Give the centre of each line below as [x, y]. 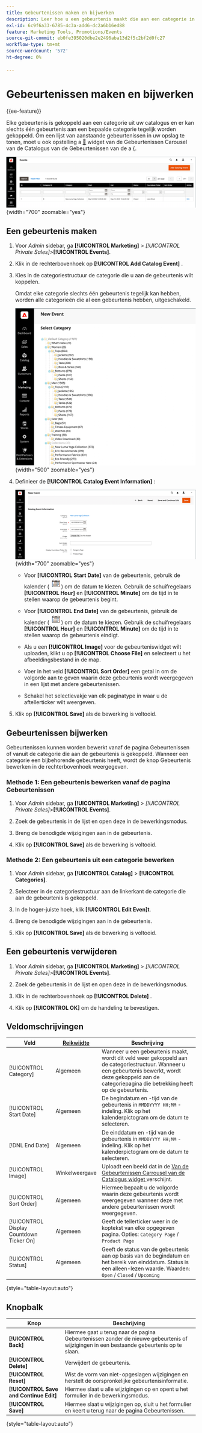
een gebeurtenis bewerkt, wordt [142, 1071]
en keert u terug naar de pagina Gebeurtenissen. [125, 1410]
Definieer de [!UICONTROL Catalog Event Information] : [85, 482]
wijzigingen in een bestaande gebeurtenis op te [123, 1345]
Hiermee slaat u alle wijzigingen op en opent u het [126, 1389]
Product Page [118, 1241]
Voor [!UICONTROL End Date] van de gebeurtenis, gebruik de [101, 611]
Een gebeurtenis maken [52, 231]
